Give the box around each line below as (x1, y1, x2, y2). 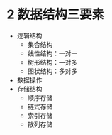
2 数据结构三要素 (6, 6, 105, 23)
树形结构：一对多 (27, 58, 78, 66)
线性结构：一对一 (27, 49, 78, 58)
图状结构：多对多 (27, 67, 78, 75)
